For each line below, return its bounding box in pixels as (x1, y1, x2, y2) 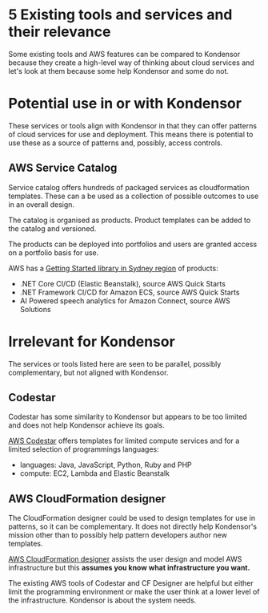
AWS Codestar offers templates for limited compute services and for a (8, 436, 240, 446)
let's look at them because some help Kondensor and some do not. (8, 66, 230, 75)
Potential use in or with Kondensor (8, 95, 242, 113)
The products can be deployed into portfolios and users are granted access (8, 239, 258, 249)
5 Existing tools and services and (8, 6, 233, 24)
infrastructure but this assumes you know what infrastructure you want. (8, 563, 250, 573)
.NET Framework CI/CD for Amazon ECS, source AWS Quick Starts (19, 287, 240, 297)
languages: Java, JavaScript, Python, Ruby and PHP (19, 460, 192, 470)
